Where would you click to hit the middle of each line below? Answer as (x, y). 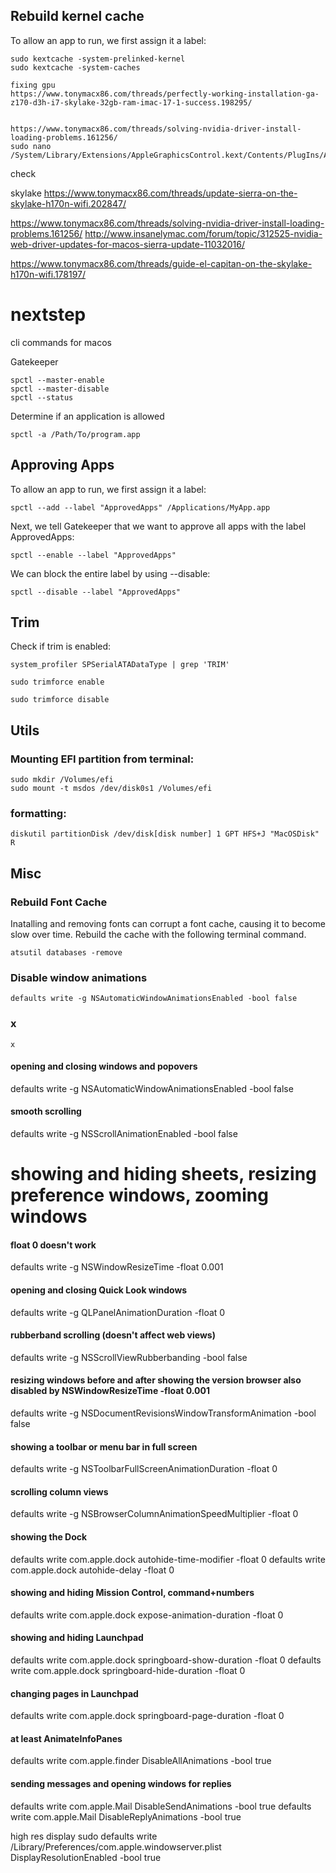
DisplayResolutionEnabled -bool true (86, 1857)
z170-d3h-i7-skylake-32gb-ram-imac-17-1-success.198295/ (131, 102)
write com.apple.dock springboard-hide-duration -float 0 (128, 1671)
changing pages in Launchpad (74, 1693)
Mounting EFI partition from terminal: (102, 759)
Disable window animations (79, 977)
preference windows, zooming (139, 1195)
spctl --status (42, 397)
